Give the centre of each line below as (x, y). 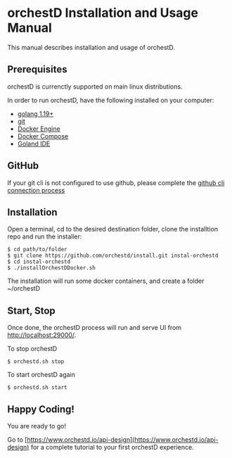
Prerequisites (37, 69)
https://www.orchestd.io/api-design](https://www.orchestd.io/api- (123, 440)
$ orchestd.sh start (38, 388)
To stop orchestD (32, 349)
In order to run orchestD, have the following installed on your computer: (111, 100)
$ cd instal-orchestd (39, 262)
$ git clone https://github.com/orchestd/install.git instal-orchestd (113, 256)
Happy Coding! (41, 409)
